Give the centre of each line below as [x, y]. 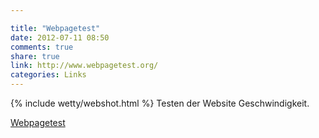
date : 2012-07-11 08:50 [60, 37]
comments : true [42, 47]
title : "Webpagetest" [55, 28]
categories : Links [48, 75]
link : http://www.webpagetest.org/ [84, 66]
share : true [35, 56]
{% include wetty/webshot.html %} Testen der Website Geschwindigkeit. [160, 103]
